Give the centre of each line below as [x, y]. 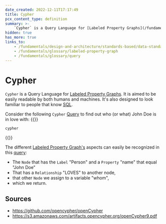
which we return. [29, 183]
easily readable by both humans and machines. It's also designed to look [79, 99]
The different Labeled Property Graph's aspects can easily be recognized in [82, 147]
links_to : [15, 42]
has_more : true [21, 38]
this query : [16, 153]
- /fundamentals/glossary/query [47, 56]
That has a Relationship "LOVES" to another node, [64, 173]
